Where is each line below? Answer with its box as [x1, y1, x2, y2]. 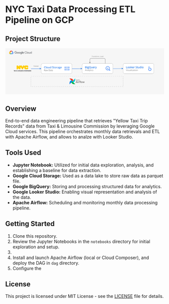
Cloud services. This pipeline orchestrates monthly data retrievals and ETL [5, 128, 160, 135]
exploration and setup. [12, 244, 60, 250]
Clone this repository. [12, 233, 58, 239]
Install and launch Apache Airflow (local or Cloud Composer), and [12, 254, 149, 260]
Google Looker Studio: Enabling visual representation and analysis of [12, 189, 157, 195]
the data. [12, 194, 31, 200]
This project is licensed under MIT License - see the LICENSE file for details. [5, 293, 164, 299]
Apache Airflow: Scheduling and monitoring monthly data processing [12, 199, 158, 205]
